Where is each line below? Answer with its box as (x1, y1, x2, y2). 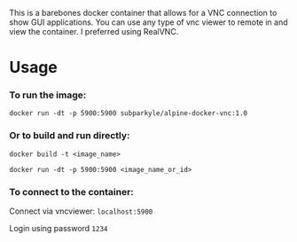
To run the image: (9, 89, 87, 101)
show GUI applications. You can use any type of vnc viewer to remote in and (9, 17, 288, 27)
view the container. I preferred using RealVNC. (9, 27, 179, 36)
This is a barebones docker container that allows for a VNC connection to (9, 8, 277, 18)
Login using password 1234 (9, 223, 108, 234)
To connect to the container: (9, 185, 135, 198)
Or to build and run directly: (9, 129, 130, 142)
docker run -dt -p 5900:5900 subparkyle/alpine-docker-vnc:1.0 (9, 109, 248, 118)
